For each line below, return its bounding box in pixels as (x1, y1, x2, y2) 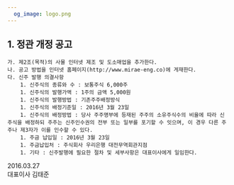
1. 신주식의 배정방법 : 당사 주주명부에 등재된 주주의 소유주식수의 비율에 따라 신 (20, 111, 225, 119)
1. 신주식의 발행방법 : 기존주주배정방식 (20, 96, 121, 103)
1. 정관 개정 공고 (7, 38, 73, 50)
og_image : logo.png (13, 10, 72, 18)
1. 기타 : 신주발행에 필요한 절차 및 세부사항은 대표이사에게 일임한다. (20, 150, 198, 157)
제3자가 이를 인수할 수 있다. (20, 127, 94, 134)
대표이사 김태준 (7, 170, 50, 179)
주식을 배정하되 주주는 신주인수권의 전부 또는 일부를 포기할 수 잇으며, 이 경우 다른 (7, 119, 218, 126)
